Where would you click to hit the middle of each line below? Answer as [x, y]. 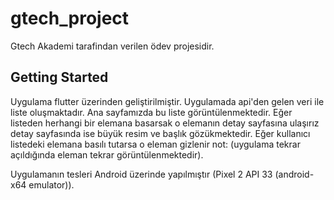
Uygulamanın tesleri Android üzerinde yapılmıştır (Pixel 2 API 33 [141, 174]
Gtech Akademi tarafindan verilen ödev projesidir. [112, 46]
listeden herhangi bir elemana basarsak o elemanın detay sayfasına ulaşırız [165, 123]
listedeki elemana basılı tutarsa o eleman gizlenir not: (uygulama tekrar [155, 144]
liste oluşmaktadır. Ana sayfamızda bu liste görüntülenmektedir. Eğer [151, 112]
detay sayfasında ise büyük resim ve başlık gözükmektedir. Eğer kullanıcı [160, 133]
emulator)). [51, 184]
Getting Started [59, 77]
